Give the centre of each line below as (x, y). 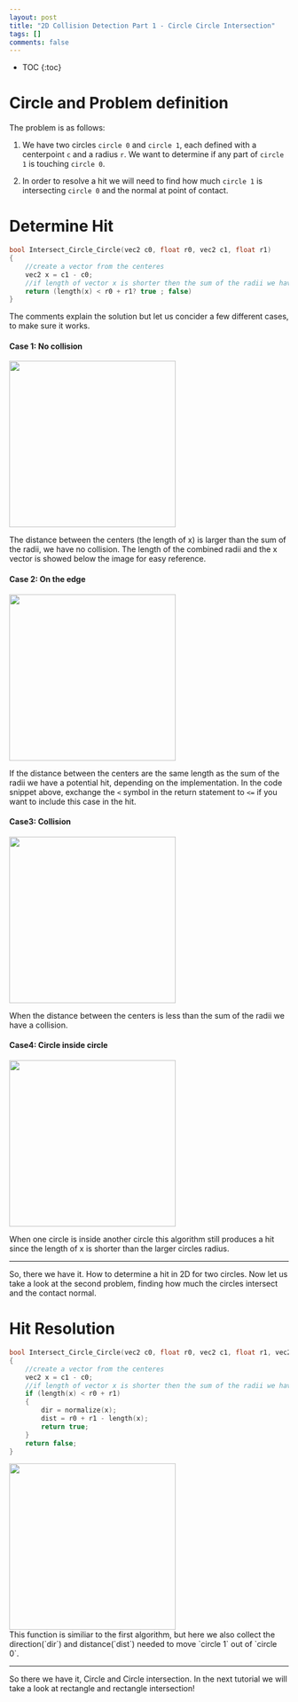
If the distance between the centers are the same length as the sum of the (145, 773)
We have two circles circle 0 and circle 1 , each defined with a (139, 145)
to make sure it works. (50, 326)
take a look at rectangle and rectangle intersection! (102, 1689)
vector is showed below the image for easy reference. (108, 559)
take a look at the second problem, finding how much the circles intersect (144, 1284)
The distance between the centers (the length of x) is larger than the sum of (148, 540)
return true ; (65, 1426)
